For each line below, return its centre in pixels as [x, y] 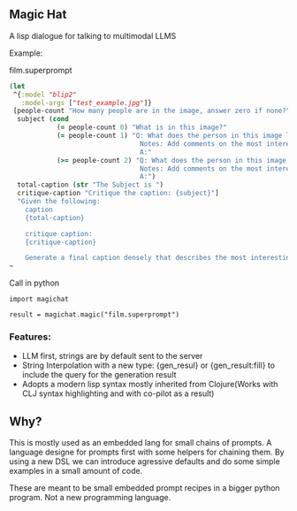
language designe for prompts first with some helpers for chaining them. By [147, 452]
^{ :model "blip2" [45, 95]
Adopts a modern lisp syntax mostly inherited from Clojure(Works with [150, 385]
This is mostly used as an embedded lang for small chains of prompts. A [141, 443]
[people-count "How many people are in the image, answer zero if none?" [152, 111]
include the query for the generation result [99, 375]
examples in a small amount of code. [76, 471]
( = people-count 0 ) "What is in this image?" [141, 127]
